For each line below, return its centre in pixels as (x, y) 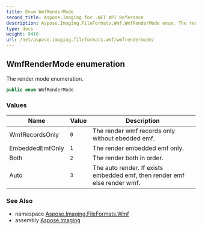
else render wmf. (116, 182)
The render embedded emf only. (138, 148)
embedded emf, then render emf (139, 175)
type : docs (20, 29)
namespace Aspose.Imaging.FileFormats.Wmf (72, 214)
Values (17, 105)
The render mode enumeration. (45, 78)
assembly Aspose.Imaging (48, 220)
